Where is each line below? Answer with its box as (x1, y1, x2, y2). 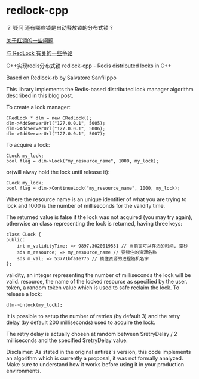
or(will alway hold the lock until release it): (6, 168, 110, 175)
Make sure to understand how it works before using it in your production (6, 360, 184, 368)
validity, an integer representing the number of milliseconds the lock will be (6, 271, 191, 278)
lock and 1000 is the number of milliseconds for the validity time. (6, 202, 166, 209)
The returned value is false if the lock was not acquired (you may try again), (6, 213, 193, 221)
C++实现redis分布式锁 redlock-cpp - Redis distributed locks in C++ (6, 62, 172, 69)
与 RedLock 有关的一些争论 (6, 49, 73, 57)
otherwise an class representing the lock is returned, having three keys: (6, 220, 183, 227)
